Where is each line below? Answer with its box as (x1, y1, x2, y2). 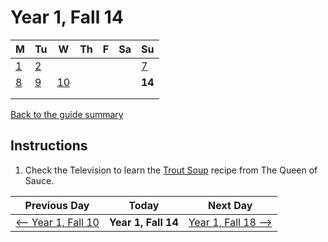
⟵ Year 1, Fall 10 (15, 215, 100, 229)
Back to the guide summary (10, 108, 124, 120)
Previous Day (24, 198, 90, 212)
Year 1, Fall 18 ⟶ (188, 215, 273, 229)
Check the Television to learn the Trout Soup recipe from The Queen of (24, 164, 318, 176)
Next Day (208, 198, 253, 212)
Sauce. (24, 174, 55, 186)
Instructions (10, 137, 88, 155)
